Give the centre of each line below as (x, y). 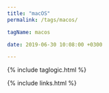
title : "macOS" (29, 13)
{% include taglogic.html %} (47, 70)
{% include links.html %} (42, 83)
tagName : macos (29, 32)
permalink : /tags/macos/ (43, 20)
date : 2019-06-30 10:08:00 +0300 (55, 44)
